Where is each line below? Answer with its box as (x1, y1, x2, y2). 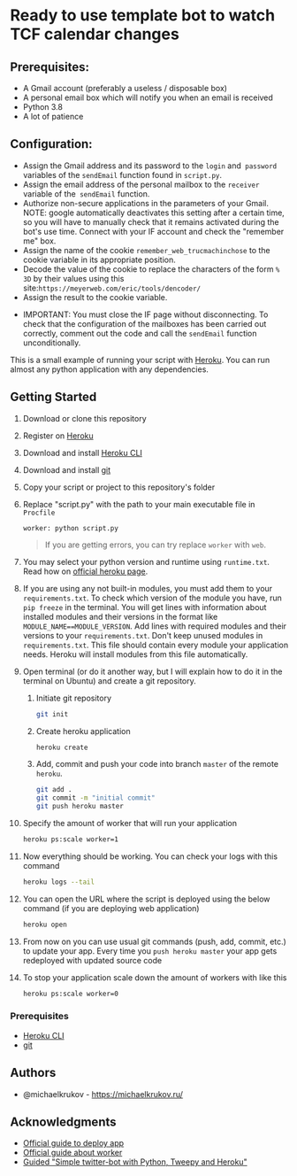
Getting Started (10, 390, 97, 405)
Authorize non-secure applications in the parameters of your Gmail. (22, 197, 269, 208)
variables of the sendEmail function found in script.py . (22, 169, 223, 180)
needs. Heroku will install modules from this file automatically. (22, 648, 248, 660)
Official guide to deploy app (22, 1138, 125, 1149)
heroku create (35, 743, 88, 752)
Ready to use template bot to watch (10, 5, 276, 26)
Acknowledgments (10, 1115, 118, 1129)
